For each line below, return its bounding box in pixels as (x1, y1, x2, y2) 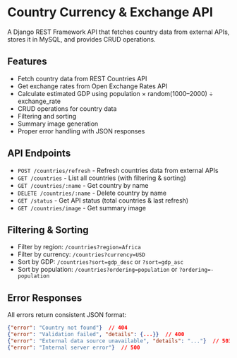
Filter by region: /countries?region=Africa (17, 243, 141, 251)
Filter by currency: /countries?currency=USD (17, 250, 146, 258)
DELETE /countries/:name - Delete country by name (17, 189, 167, 197)
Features (7, 56, 47, 68)
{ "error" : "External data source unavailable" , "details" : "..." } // (7, 337, 219, 345)
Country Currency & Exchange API (7, 4, 214, 20)
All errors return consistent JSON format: (7, 311, 127, 319)
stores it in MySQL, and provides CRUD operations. (7, 35, 157, 43)
